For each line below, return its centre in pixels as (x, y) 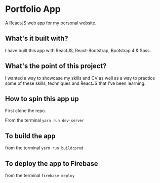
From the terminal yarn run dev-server (45, 121)
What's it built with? (37, 38)
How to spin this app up (42, 98)
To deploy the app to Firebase (52, 163)
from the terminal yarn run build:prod (44, 148)
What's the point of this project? (56, 66)
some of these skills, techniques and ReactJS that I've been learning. (75, 83)
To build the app (30, 136)
